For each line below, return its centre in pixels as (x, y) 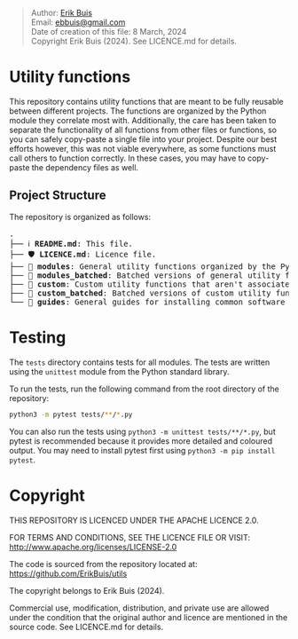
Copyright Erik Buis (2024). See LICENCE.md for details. (134, 41)
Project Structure (58, 196)
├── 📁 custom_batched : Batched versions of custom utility (141, 293)
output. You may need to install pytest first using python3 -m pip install (142, 450)
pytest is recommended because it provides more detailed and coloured (141, 441)
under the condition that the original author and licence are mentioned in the (149, 617)
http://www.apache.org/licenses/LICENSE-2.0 (93, 547)
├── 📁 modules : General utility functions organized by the (143, 266)
